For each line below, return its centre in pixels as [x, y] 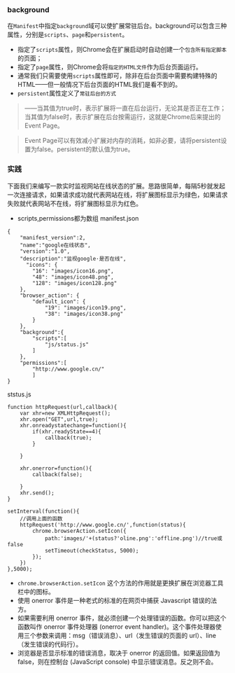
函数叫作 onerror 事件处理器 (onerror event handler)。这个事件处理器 [116, 626]
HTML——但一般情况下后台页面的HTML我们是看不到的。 [99, 85]
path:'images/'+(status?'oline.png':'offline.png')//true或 [133, 538]
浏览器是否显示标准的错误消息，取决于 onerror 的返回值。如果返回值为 [119, 653]
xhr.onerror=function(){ [56, 468]
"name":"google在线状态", [55, 245]
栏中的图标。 [36, 591]
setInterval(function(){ [43, 511]
